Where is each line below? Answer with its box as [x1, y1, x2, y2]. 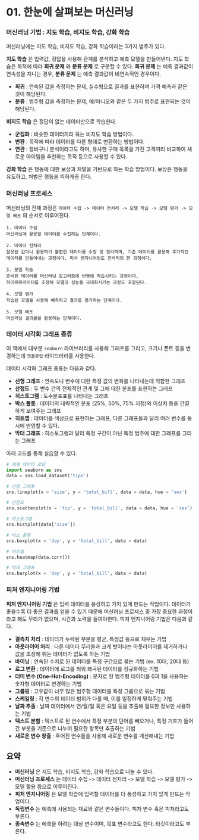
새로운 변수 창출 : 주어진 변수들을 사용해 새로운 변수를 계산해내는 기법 [14, 732, 175, 739]
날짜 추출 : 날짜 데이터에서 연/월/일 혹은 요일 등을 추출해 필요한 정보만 [14, 702, 175, 710]
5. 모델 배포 [6, 309, 34, 315]
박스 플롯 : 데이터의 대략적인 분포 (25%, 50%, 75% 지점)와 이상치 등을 [14, 400, 179, 407]
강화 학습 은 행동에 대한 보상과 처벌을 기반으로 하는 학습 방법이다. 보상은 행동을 [6, 166, 188, 173]
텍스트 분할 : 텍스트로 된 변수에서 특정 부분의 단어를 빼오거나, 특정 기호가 [14, 717, 182, 724]
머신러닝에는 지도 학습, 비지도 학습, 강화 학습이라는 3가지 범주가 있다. [6, 43, 166, 50]
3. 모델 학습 [6, 266, 34, 273]
